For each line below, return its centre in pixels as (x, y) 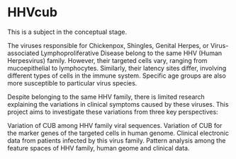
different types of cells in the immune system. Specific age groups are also (117, 76)
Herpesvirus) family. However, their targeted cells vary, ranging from (107, 60)
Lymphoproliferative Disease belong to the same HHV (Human (131, 53)
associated (23, 53)
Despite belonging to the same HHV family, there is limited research (106, 97)
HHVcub (33, 12)
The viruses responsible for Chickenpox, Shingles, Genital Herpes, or (108, 45)
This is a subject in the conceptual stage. (67, 32)
